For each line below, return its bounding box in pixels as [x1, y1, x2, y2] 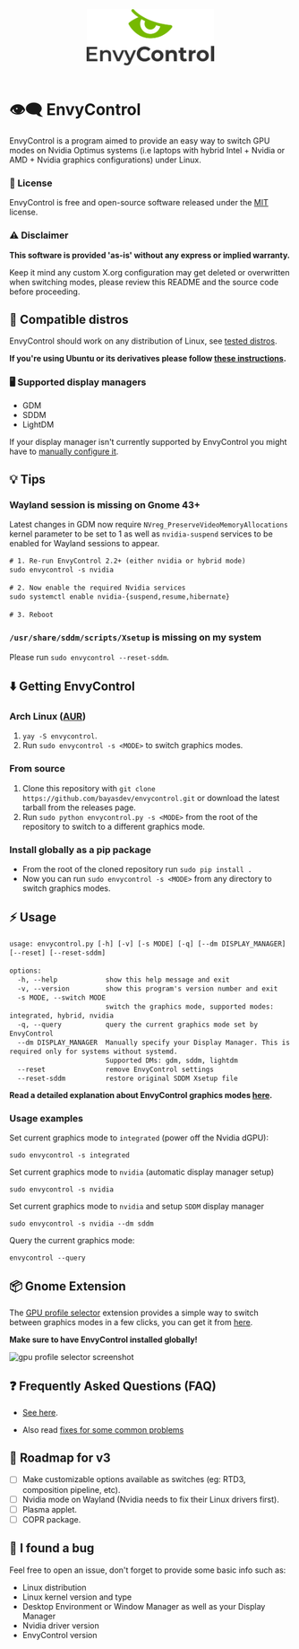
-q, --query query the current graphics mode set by [17, 1020, 258, 1029]
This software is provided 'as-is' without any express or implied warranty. [9, 249, 291, 260]
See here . [21, 1407, 58, 1418]
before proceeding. [9, 286, 81, 297]
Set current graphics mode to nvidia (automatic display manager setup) [9, 1166, 275, 1178]
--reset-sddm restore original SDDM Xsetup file [17, 1074, 239, 1083]
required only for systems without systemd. [9, 1047, 178, 1056]
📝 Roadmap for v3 [9, 1451, 111, 1466]
